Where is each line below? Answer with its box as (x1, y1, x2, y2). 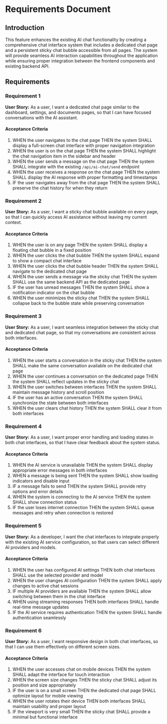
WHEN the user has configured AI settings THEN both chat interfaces (12, 567, 156, 573)
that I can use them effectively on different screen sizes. (5, 644, 121, 650)
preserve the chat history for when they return (12, 185, 108, 191)
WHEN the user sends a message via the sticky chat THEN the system (12, 274, 157, 280)
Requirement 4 (5, 423, 42, 430)
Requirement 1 (5, 92, 41, 99)
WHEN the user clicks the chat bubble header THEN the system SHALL (12, 263, 159, 269)
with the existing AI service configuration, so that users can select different (5, 539, 160, 545)
